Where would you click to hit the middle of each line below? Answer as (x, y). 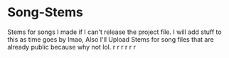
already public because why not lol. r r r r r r (72, 47)
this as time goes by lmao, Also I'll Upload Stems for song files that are (111, 39)
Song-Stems (45, 12)
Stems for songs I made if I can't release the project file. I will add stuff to (114, 32)
